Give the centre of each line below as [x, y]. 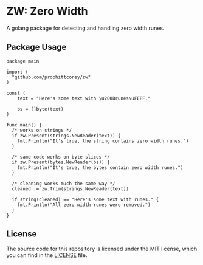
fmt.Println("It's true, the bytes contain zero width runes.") [100, 167]
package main [23, 61]
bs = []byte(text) [40, 109]
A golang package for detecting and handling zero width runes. [85, 28]
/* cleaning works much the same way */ [64, 184]
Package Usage [36, 47]
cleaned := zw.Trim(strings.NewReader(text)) [71, 189]
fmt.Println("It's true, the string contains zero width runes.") [103, 141]
